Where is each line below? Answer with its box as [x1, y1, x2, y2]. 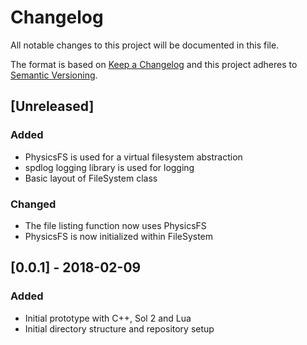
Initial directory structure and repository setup [24, 322, 215, 335]
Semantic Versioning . [10, 69, 98, 81]
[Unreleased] [10, 98, 95, 115]
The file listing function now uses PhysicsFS [24, 219, 207, 231]
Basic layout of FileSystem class [24, 172, 158, 184]
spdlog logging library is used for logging [24, 161, 195, 173]
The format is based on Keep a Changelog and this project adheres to [10, 58, 298, 70]
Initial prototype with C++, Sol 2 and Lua [24, 312, 192, 324]
